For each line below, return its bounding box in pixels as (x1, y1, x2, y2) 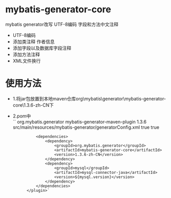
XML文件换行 (12, 57, 41, 64)
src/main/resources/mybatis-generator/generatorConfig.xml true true (12, 124, 160, 130)
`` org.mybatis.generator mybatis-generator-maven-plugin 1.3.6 (12, 118, 147, 125)
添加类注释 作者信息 (12, 38, 55, 45)
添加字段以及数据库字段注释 (12, 45, 72, 51)
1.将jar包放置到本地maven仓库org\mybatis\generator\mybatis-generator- (12, 95, 166, 102)
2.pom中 (12, 113, 31, 119)
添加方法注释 (12, 51, 40, 57)
